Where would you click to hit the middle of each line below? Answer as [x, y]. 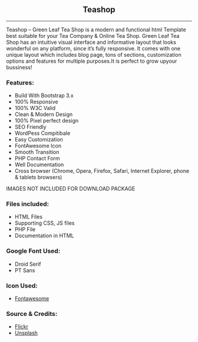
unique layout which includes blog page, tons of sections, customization [94, 54]
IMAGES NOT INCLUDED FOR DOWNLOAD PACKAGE [71, 189]
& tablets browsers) [38, 178]
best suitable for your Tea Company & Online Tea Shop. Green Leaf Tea [93, 36]
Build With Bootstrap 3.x [44, 96]
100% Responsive [36, 102]
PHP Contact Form [37, 159]
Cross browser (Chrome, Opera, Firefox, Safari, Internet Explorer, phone [102, 171]
